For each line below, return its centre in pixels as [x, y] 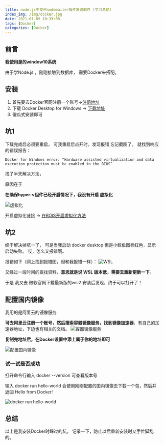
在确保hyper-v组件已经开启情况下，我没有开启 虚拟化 [59, 194]
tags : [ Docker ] [21, 23]
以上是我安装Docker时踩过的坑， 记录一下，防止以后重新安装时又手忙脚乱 [80, 431]
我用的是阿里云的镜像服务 [31, 312]
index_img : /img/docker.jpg [34, 14]
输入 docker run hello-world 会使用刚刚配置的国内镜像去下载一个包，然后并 [81, 386]
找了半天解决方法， [24, 174]
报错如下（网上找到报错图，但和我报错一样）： [51, 262]
